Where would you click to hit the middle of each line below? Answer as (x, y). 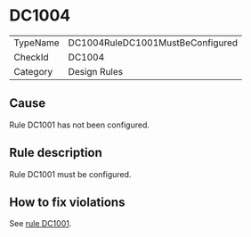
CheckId (31, 57)
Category (33, 71)
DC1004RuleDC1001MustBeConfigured (153, 43)
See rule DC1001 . (40, 224)
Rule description (56, 153)
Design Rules (95, 71)
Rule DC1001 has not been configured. (79, 125)
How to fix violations (67, 202)
